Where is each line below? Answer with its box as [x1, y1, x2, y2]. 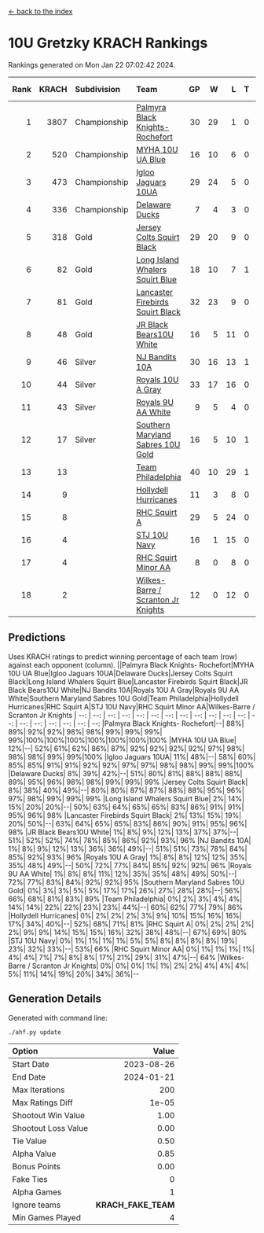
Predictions [8, 631, 66, 644]
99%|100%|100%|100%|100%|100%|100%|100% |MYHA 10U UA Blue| [8, 735, 237, 745]
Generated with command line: [8, 1013, 108, 1022]
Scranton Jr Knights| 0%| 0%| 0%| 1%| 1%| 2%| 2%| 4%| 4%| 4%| [31, 961, 249, 970]
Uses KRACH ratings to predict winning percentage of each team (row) [8, 652, 238, 661]
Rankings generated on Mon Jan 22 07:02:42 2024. [8, 60, 175, 69]
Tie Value [12, 1135, 47, 1147]
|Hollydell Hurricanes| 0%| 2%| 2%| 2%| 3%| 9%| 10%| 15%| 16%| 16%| [8, 911, 242, 920]
